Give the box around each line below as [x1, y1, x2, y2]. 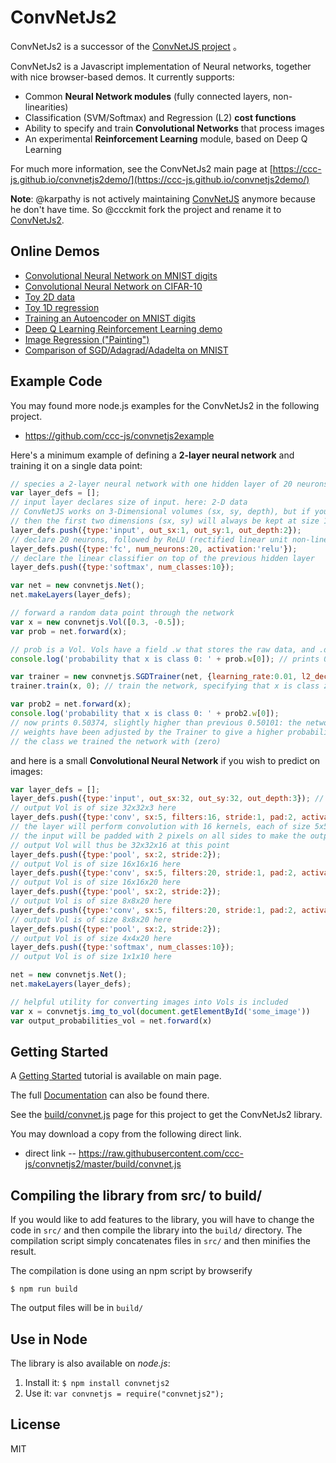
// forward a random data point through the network [10, 608, 235, 618]
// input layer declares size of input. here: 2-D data [10, 497, 248, 508]
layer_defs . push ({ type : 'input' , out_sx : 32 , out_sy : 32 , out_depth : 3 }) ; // [10, 794, 325, 804]
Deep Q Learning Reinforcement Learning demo [24, 322, 223, 335]
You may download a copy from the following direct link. [10, 1128, 242, 1140]
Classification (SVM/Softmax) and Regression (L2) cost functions [24, 111, 297, 123]
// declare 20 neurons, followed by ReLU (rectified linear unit [10, 534, 288, 545]
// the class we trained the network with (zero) [10, 736, 222, 746]
